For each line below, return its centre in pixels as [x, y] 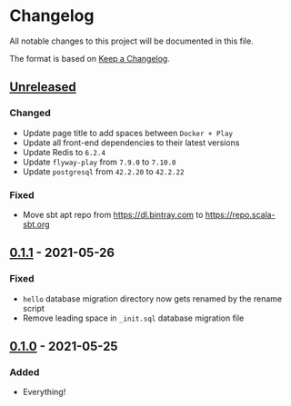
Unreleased [43, 87]
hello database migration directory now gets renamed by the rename [152, 298]
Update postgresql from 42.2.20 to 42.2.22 [103, 171]
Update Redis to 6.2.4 [64, 152]
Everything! [44, 392]
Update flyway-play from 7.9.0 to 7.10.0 [99, 162]
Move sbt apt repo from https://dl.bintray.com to [113, 214]
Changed [30, 113]
